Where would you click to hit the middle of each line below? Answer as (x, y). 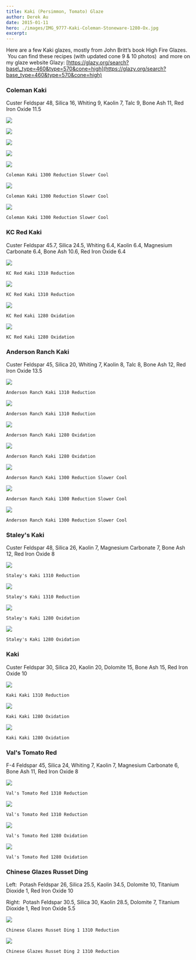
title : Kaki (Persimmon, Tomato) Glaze (55, 11)
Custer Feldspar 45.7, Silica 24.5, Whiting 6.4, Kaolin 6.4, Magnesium (89, 245)
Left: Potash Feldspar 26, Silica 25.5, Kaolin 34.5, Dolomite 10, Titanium (93, 885)
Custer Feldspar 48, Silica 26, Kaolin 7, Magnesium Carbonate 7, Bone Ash (96, 548)
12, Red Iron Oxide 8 (31, 554)
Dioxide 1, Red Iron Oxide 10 (40, 891)
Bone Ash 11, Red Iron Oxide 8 (42, 771)
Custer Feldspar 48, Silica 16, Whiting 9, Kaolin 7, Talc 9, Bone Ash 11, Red (95, 103)
